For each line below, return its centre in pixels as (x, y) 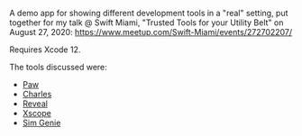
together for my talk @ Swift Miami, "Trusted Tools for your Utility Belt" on (146, 23)
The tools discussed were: (59, 67)
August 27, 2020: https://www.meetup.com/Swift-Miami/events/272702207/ (151, 32)
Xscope (37, 113)
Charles (37, 94)
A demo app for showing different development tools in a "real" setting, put (149, 13)
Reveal (35, 104)
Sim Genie (41, 122)
